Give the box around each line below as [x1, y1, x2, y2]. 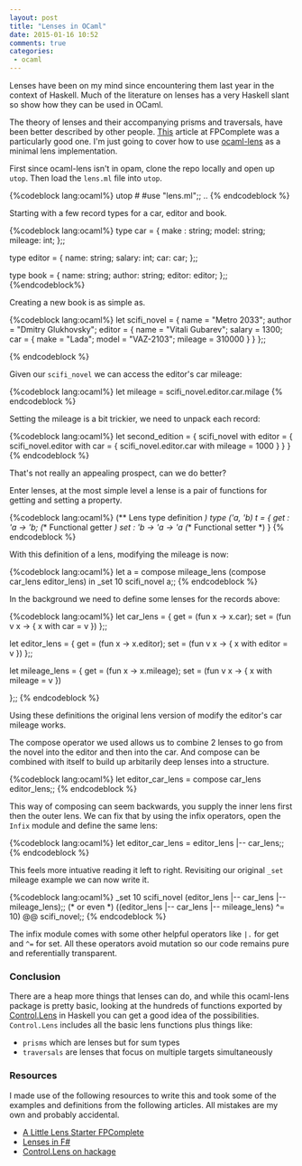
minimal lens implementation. [9, 146, 118, 156]
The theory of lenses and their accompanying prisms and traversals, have [9, 117, 284, 127]
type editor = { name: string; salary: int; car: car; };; [9, 252, 198, 263]
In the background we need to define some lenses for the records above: [9, 594, 280, 604]
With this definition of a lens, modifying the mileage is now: [9, 549, 229, 559]
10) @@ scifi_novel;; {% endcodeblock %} [9, 911, 167, 922]
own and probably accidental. [9, 1109, 120, 1120]
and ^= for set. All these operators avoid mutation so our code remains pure [9, 938, 290, 949]
